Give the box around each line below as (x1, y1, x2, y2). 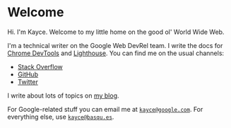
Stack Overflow (17, 62, 64, 71)
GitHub (17, 70, 39, 78)
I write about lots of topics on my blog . (7, 91, 119, 100)
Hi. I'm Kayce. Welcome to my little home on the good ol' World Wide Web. (7, 28, 225, 36)
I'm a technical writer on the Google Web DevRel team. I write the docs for (7, 41, 223, 50)
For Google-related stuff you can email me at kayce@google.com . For (7, 105, 203, 113)
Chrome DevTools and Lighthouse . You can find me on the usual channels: (7, 49, 225, 57)
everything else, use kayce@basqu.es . (7, 112, 114, 121)
